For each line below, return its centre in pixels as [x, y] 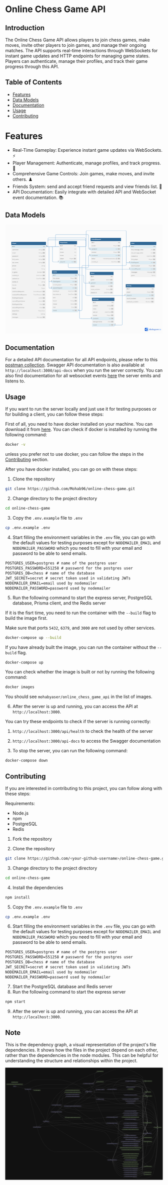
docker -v [15, 445]
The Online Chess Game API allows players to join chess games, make [77, 40]
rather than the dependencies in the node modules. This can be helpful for [82, 1055]
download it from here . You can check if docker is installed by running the [81, 429]
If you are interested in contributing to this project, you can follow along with [84, 788]
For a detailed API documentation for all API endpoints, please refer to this [81, 360]
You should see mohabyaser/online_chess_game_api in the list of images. [79, 697]
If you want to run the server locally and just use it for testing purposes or [81, 409]
